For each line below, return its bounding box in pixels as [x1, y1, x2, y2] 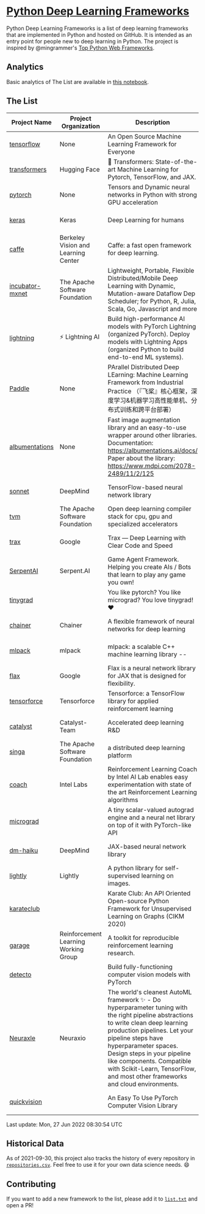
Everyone [107, 147, 135, 156]
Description [135, 118, 170, 126]
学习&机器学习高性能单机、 [113, 396, 192, 404]
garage [9, 941, 30, 949]
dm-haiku [9, 846, 38, 854]
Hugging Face [59, 165, 100, 173]
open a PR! [6, 1202, 34, 1209]
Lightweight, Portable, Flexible [107, 266, 195, 275]
